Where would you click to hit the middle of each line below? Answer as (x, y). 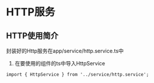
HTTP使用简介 (32, 36)
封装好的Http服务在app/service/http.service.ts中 (65, 51)
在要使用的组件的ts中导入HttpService (60, 63)
